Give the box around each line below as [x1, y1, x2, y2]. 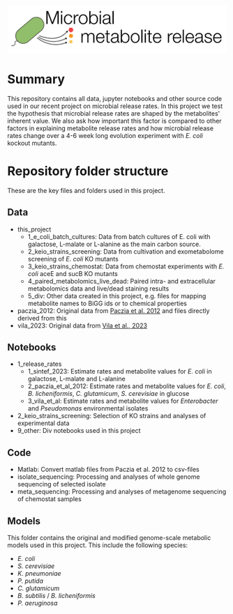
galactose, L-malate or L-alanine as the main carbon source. [27, 240, 201, 248]
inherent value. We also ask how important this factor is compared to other [7, 116, 222, 125]
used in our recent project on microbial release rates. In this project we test [7, 102, 223, 110]
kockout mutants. [7, 139, 57, 147]
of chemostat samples [17, 495, 82, 503]
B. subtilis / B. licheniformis [17, 591, 96, 599]
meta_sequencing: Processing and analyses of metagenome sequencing [17, 487, 227, 496]
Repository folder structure [7, 163, 169, 179]
